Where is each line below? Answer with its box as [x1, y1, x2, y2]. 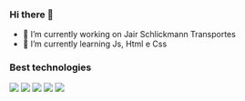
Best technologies [9, 61, 92, 74]
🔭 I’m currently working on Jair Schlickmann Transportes [22, 29, 237, 40]
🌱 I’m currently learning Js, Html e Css [22, 38, 168, 49]
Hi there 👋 [9, 8, 55, 21]
